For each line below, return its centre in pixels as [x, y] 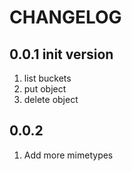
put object [45, 89]
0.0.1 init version [61, 54]
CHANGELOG [65, 17]
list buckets [47, 78]
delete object [51, 99]
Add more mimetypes [68, 155]
